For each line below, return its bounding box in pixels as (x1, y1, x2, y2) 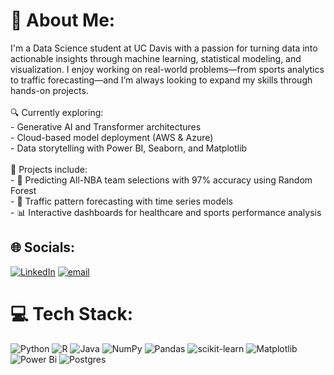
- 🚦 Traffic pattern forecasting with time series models (10, 195, 233, 207)
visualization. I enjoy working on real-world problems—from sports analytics (10, 63, 325, 75)
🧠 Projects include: (10, 163, 88, 175)
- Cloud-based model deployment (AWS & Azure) (10, 131, 214, 143)
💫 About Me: (10, 9, 116, 32)
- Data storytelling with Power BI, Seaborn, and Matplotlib (10, 142, 248, 154)
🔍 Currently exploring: (10, 106, 104, 118)
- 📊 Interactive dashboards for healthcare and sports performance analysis (10, 206, 322, 218)
